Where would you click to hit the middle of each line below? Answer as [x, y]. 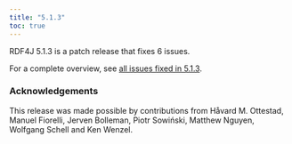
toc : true [28, 26]
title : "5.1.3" [37, 17]
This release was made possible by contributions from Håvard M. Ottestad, [146, 110]
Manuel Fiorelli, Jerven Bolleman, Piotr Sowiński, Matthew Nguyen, [132, 120]
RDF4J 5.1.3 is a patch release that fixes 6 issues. [100, 51]
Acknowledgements [54, 92]
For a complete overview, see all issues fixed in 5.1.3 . [106, 68]
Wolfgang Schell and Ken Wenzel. [71, 129]
